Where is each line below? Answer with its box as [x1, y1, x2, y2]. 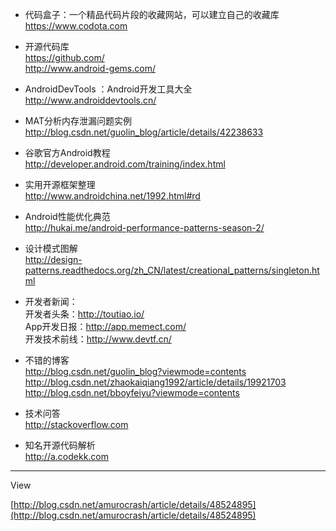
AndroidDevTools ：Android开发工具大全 [24, 83, 193, 95]
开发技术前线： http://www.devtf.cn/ [24, 333, 172, 345]
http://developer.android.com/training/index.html [24, 158, 226, 170]
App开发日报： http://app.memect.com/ [24, 321, 187, 332]
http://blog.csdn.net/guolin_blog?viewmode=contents [24, 366, 247, 377]
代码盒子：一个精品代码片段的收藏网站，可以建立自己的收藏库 [24, 9, 280, 20]
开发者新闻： [24, 296, 78, 307]
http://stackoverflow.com [24, 419, 129, 430]
